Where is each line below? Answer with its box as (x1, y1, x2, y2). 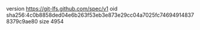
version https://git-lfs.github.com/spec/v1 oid (6, 5, 118, 12)
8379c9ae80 (6, 18, 38, 25)
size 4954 (38, 18, 64, 25)
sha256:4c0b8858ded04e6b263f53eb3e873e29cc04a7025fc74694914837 (6, 11, 195, 19)
